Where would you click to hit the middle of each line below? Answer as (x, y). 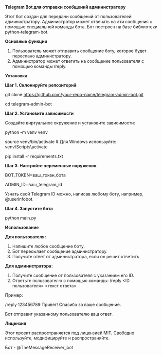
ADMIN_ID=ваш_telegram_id (34, 185)
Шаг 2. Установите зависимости (39, 113)
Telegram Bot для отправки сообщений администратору (65, 7)
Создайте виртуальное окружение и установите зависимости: (70, 123)
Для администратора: (29, 266)
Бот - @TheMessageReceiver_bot (39, 347)
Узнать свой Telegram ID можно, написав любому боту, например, (74, 194)
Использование (22, 227)
